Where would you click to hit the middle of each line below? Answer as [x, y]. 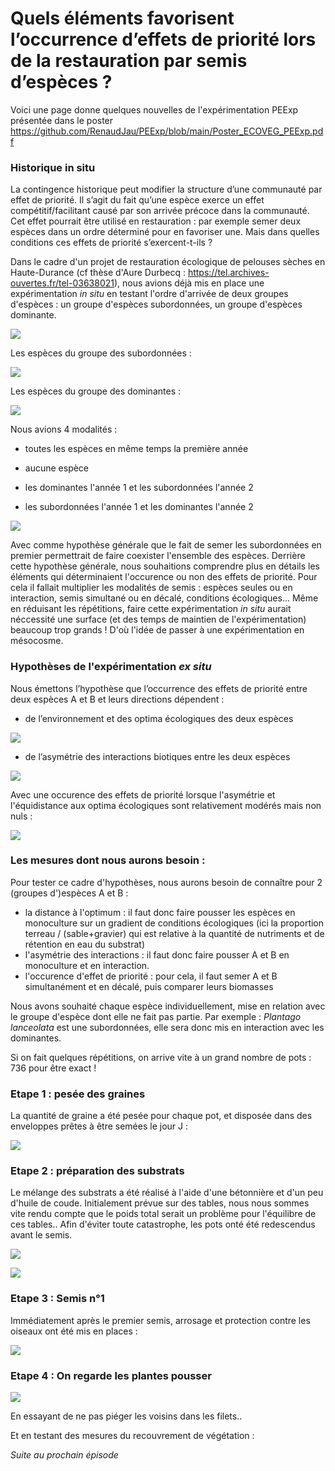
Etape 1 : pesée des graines [78, 1094]
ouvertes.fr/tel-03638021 [62, 283]
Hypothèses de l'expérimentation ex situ [111, 667]
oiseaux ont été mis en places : [74, 1331]
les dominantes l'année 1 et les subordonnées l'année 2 [139, 488]
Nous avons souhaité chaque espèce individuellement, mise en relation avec [168, 1006]
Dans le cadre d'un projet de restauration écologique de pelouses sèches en [168, 262]
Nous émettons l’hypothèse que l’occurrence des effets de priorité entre [159, 688]
